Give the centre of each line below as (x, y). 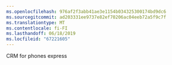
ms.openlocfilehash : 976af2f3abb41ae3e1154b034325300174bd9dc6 (86, 12)
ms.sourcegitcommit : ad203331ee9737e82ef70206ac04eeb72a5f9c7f (86, 17)
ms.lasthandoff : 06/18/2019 (41, 34)
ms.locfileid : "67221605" (38, 39)
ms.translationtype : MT (36, 22)
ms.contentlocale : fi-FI (37, 28)
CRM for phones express (37, 56)
